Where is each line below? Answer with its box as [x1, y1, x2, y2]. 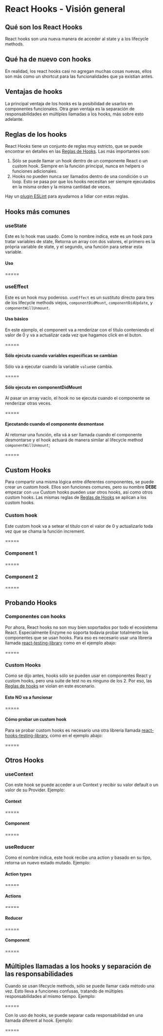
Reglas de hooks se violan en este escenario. [5, 683, 96, 689]
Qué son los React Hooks [5, 23, 83, 31]
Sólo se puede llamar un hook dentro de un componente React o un [12, 158, 148, 164]
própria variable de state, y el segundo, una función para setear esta [5, 244, 143, 250]
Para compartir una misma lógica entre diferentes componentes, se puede [5, 479, 154, 485]
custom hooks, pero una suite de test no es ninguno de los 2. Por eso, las [5, 678, 152, 684]
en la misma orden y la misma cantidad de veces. [12, 184, 111, 190]
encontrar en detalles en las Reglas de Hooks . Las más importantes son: [5, 148, 150, 155]
